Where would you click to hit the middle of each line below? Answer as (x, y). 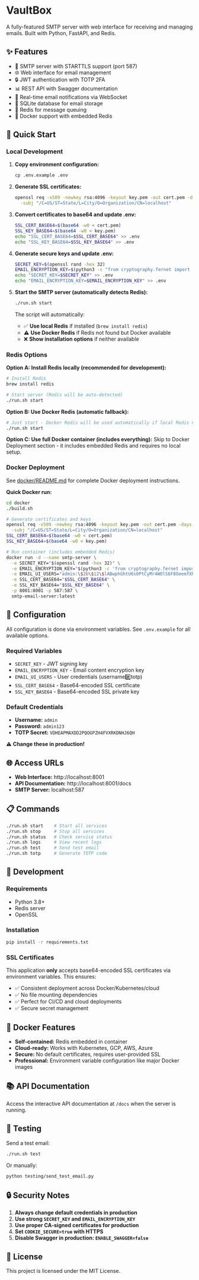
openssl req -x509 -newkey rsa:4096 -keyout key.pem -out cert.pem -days (99, 525)
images (24, 1067)
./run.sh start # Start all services (57, 826)
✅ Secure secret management (52, 1008)
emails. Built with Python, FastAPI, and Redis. (61, 33)
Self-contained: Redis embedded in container (71, 1042)
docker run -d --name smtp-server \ (51, 557)
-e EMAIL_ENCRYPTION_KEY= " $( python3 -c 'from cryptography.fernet (95, 568)
